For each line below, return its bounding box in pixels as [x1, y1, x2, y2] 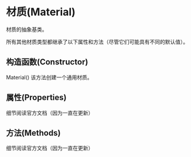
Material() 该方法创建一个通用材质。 [6, 74, 93, 81]
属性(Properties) [6, 93, 67, 103]
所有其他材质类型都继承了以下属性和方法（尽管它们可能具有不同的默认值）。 [6, 38, 189, 45]
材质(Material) [6, 5, 76, 19]
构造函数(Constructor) [6, 57, 88, 67]
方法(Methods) [6, 128, 61, 138]
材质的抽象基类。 [6, 26, 47, 33]
